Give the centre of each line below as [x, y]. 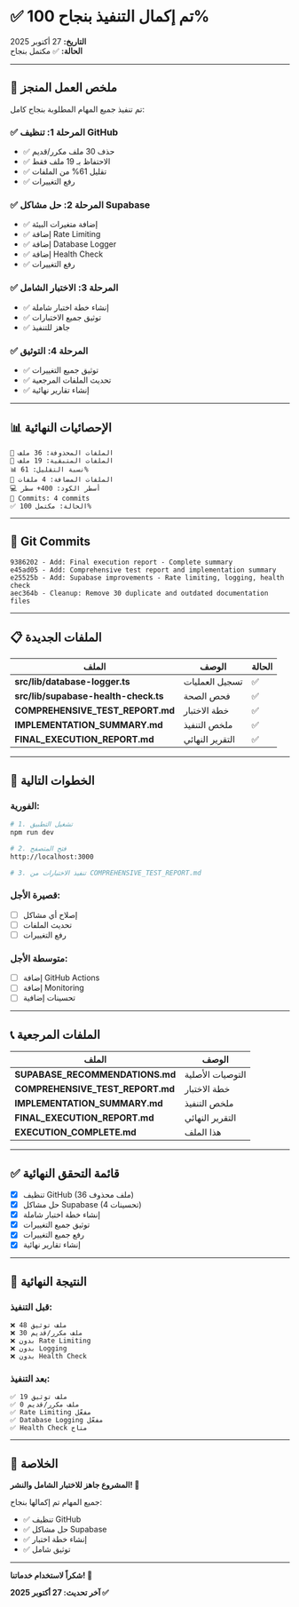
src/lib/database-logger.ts [73, 682]
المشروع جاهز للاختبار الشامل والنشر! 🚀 [75, 1485]
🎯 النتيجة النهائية [48, 1282]
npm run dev [32, 832]
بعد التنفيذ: [30, 1379]
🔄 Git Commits [51, 542]
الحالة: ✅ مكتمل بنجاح [47, 51]
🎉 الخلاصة [34, 1464]
